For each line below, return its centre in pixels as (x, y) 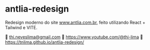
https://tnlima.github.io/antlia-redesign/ (45, 42)
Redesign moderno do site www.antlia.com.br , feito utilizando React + (75, 22)
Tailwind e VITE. (21, 27)
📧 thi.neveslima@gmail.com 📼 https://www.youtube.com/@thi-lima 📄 (74, 37)
